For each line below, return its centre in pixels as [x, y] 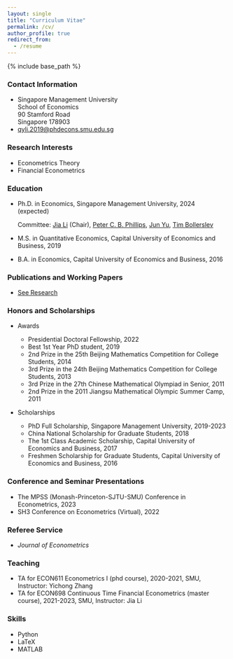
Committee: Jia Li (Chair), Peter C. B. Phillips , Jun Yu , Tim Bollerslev [115, 224]
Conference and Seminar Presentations [76, 482]
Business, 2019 [39, 245]
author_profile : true [39, 33]
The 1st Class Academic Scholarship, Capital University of [111, 441]
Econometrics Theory [49, 162]
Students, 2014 [50, 362]
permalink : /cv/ [31, 27]
